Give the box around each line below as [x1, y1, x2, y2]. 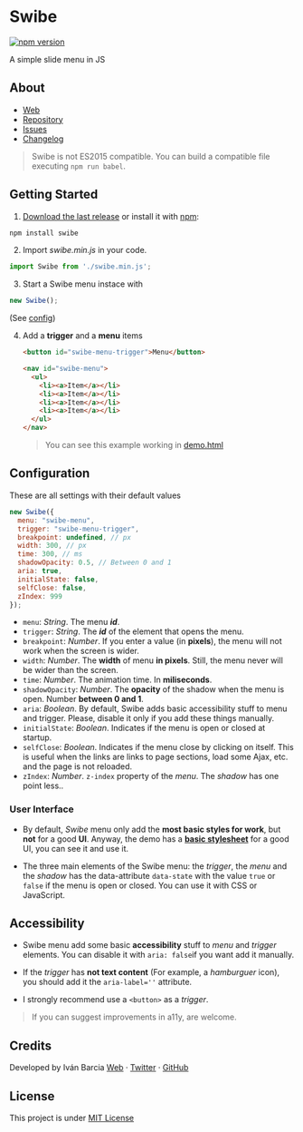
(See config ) [9, 313, 56, 324]
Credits [9, 1038, 52, 1053]
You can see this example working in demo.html [44, 440, 224, 451]
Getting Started [9, 187, 99, 202]
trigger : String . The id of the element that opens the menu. [22, 626, 244, 637]
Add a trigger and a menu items [22, 330, 143, 341]
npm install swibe [9, 229, 79, 238]
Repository [22, 113, 63, 124]
